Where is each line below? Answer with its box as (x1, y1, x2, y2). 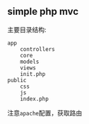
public (7, 77, 27, 84)
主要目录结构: (7, 25, 47, 34)
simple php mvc (7, 6, 79, 18)
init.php (20, 70, 46, 77)
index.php (20, 95, 49, 102)
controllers (20, 45, 55, 52)
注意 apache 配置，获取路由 (7, 108, 83, 117)
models (20, 58, 40, 65)
